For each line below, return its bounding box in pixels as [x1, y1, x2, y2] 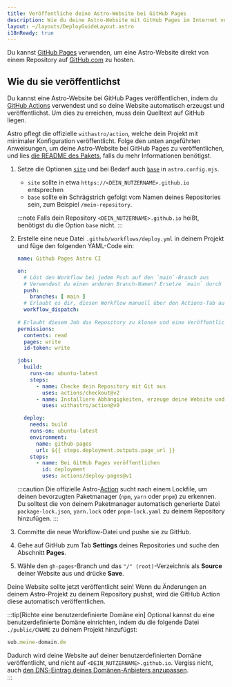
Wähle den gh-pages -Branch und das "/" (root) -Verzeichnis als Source [17, 562, 222, 570]
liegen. [7, 116, 26, 124]
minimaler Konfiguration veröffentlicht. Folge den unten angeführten [7, 137, 201, 145]
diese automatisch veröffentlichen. [7, 597, 106, 605]
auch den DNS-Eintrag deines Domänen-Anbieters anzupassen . [7, 666, 189, 674]
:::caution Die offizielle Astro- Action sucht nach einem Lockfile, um [17, 485, 208, 493]
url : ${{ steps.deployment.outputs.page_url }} [35, 446, 175, 453]
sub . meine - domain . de [7, 639, 67, 646]
